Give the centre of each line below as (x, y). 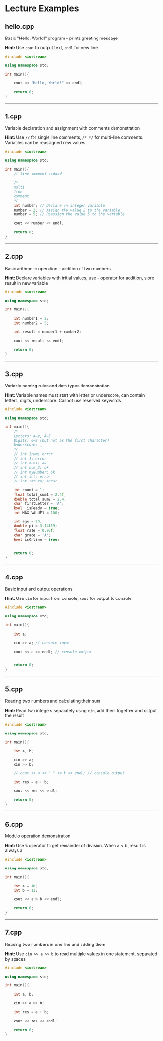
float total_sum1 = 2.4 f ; (40, 495)
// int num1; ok (30, 463)
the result (15, 715)
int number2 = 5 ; (31, 323)
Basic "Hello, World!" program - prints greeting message (61, 38)
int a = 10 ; (26, 886)
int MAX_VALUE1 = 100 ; (37, 513)
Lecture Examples (42, 9)
